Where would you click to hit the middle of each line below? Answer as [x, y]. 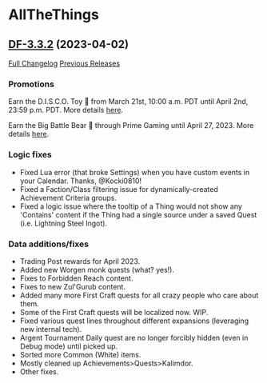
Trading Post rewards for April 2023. [80, 261]
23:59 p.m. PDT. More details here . [66, 110]
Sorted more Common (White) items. [80, 354]
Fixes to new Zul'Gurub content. [73, 286]
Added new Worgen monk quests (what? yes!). [97, 269]
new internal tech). [51, 329]
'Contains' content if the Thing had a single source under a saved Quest [138, 214]
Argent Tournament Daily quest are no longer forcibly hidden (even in [134, 337]
